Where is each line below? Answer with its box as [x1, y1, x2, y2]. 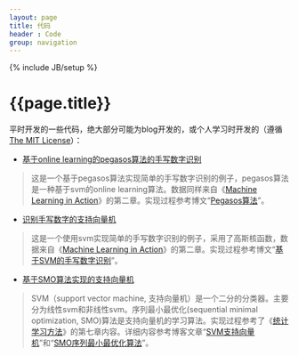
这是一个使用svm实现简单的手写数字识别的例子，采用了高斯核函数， [30, 233, 281, 244]
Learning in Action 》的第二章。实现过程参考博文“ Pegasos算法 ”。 [30, 195, 270, 206]
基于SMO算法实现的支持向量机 [21, 274, 135, 285]
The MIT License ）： [9, 135, 83, 146]
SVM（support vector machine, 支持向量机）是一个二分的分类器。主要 [30, 293, 289, 303]
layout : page [9, 12, 58, 22]
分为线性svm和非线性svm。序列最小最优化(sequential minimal [30, 304, 258, 315]
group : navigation [9, 37, 77, 47]
